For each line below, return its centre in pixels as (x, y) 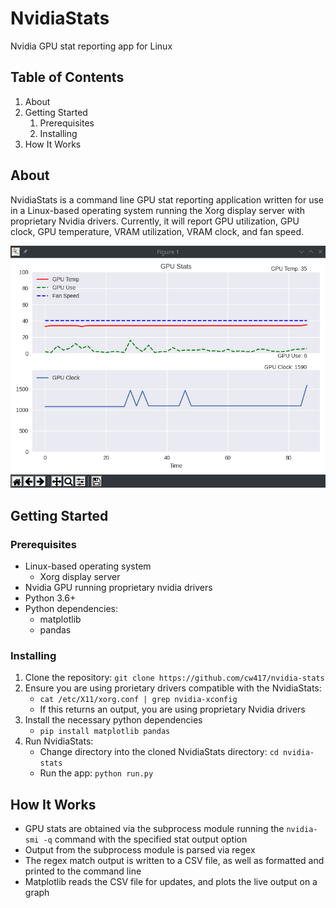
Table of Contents (67, 77)
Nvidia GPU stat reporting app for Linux (91, 46)
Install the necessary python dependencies (113, 720)
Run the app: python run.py (96, 773)
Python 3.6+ (50, 598)
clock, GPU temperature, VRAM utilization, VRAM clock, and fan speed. (157, 231)
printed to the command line (83, 871)
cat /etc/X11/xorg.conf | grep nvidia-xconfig (138, 700)
